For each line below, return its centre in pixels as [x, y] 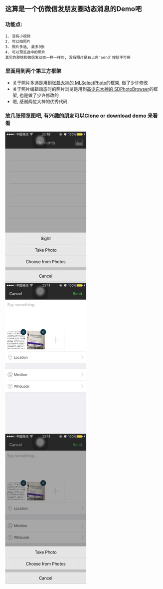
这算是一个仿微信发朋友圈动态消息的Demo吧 [74, 9]
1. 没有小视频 [18, 36]
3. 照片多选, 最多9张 [25, 47]
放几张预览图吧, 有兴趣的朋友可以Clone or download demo [76, 116]
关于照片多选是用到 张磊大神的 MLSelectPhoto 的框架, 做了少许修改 [80, 83]
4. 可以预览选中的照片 [25, 52]
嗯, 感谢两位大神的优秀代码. [40, 101]
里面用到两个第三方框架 [33, 71]
